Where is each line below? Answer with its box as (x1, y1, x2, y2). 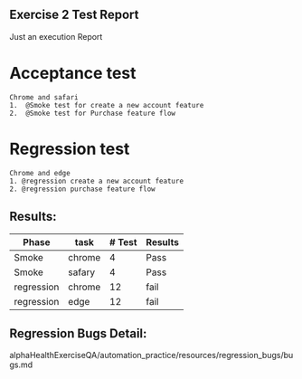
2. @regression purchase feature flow (9, 185, 156, 194)
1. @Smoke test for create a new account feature (9, 100, 204, 109)
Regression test (9, 138, 130, 159)
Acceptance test (9, 63, 137, 83)
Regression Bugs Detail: (9, 326, 147, 341)
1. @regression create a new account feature (9, 176, 184, 185)
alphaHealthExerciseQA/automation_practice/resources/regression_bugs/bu (9, 350, 294, 361)
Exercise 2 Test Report (9, 7, 139, 23)
